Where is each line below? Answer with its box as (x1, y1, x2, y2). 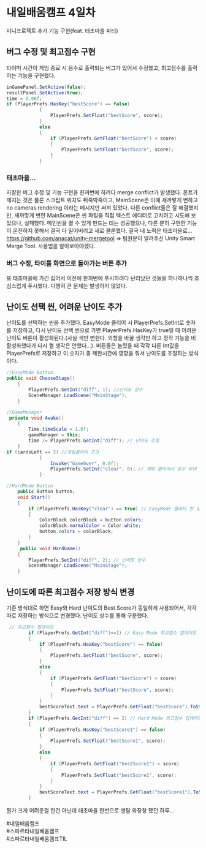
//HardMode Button (6, 483, 53, 489)
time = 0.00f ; (6, 96, 43, 102)
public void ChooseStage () (6, 375, 75, 382)
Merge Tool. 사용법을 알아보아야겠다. (6, 243, 96, 250)
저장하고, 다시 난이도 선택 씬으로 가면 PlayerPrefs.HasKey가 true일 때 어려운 (12, 327, 197, 334)
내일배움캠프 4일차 (6, 6, 96, 20)
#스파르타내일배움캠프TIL (6, 835, 67, 842)
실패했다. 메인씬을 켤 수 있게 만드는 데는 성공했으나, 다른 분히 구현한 (24, 219, 186, 227)
